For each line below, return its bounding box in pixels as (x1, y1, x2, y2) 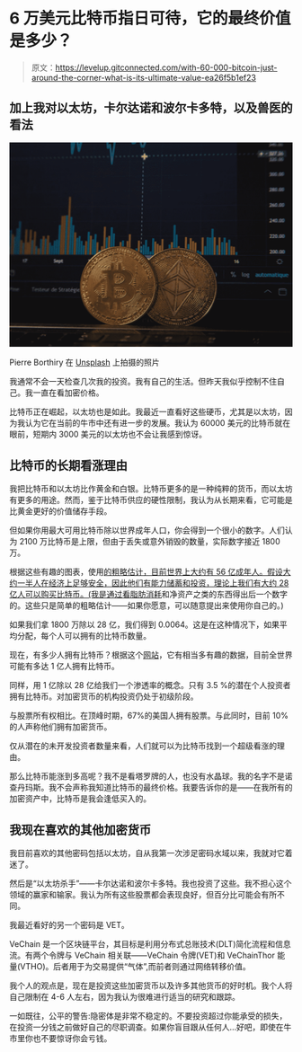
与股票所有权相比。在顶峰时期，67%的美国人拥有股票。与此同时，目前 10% (9, 711, 289, 721)
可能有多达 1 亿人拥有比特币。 (9, 661, 120, 672)
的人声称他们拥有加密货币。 (9, 721, 112, 732)
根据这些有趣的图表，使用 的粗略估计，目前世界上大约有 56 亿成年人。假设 (9, 567, 283, 578)
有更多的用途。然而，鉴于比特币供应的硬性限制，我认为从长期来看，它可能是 (9, 495, 293, 506)
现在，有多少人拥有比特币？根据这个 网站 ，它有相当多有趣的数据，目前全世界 (9, 650, 293, 660)
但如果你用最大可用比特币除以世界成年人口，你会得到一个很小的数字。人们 (9, 525, 285, 535)
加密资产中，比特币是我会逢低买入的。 (9, 793, 151, 804)
